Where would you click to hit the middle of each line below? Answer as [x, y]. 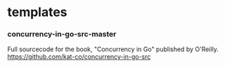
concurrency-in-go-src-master [62, 34]
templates [38, 12]
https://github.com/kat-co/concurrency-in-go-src [79, 57]
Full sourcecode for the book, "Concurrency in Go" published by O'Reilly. [113, 49]
